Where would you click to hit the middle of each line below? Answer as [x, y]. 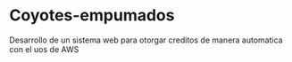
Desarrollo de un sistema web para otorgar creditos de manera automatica [146, 40]
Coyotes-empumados [92, 15]
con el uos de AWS [44, 49]
